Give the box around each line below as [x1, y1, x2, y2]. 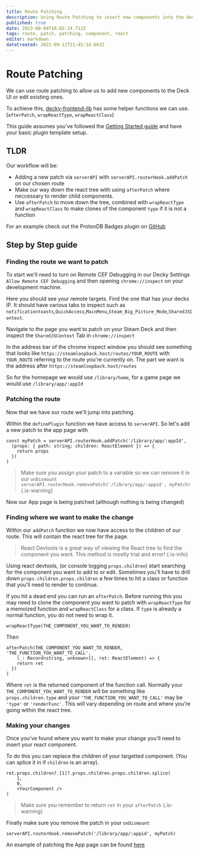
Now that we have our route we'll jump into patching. [6, 408, 135, 415]
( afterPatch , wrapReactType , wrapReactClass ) [6, 111, 114, 118]
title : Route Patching [6, 8, 62, 15]
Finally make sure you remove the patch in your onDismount [6, 820, 150, 827]
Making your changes [6, 721, 70, 729]
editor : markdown [6, 36, 49, 42]
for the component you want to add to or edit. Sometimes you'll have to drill [6, 568, 191, 576]
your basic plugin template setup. [6, 129, 88, 136]
